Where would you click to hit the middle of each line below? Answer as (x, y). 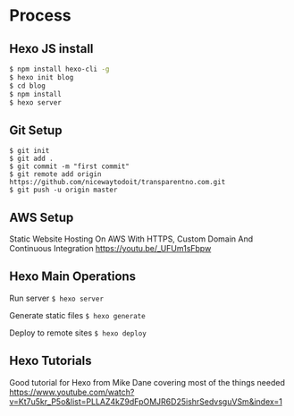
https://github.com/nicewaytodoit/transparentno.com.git (118, 183)
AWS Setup (42, 217)
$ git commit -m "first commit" (69, 166)
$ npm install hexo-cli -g (59, 69)
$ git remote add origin (55, 174)
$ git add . (31, 159)
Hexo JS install (51, 49)
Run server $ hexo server (57, 298)
